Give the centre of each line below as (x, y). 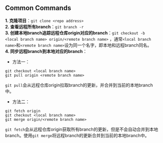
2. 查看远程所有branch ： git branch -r (44, 27)
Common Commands (38, 8)
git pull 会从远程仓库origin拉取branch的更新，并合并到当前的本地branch (79, 85)
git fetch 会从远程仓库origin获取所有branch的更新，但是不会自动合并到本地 (82, 129)
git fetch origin (23, 111)
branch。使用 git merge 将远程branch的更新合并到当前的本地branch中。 (77, 135)
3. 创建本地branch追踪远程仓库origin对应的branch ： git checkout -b (75, 33)
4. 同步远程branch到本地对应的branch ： (46, 51)
